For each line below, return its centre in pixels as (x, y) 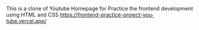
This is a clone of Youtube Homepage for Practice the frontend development (99, 9)
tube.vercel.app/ (26, 21)
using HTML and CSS (32, 15)
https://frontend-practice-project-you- (107, 15)
